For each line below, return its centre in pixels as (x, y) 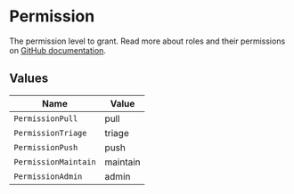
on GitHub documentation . (58, 50)
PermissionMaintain (55, 162)
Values (29, 79)
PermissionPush (46, 147)
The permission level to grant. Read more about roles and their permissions (147, 41)
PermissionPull (46, 118)
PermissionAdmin (48, 176)
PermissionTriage (50, 133)
